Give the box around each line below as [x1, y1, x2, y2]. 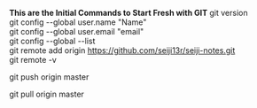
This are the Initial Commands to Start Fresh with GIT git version [9, 8, 248, 18]
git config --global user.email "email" [9, 27, 144, 36]
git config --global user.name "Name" [9, 17, 147, 27]
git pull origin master [9, 89, 84, 99]
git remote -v [9, 55, 58, 65]
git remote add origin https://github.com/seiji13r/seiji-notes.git [9, 45, 236, 56]
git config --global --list [9, 35, 96, 46]
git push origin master [9, 72, 90, 82]
